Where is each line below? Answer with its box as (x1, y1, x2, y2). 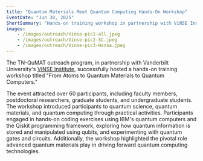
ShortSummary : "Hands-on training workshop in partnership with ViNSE (6, 20, 188, 26)
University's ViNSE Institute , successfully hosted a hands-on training (6, 65, 178, 72)
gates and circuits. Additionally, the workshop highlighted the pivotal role (6, 134, 188, 142)
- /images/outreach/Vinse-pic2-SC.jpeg (17, 37, 118, 43)
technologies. (6, 147, 40, 154)
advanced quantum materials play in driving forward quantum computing (6, 141, 188, 148)
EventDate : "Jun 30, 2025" (6, 14, 74, 21)
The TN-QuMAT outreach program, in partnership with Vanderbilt (6, 58, 169, 66)
